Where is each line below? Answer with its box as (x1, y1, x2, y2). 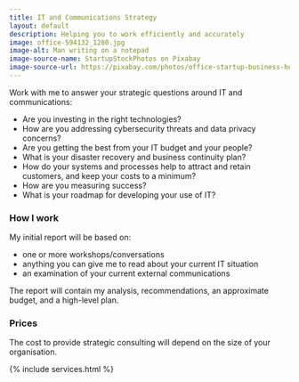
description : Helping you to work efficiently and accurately (9, 29, 245, 38)
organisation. (9, 346, 58, 357)
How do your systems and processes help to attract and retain (21, 161, 251, 172)
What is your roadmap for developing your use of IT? (21, 189, 216, 200)
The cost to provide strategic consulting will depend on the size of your (9, 337, 271, 348)
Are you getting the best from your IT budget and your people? (21, 142, 253, 152)
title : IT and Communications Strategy (9, 12, 158, 22)
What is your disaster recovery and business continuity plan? (21, 151, 246, 162)
